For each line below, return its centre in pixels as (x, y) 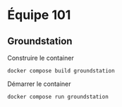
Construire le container (41, 58)
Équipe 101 (39, 15)
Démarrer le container (39, 84)
